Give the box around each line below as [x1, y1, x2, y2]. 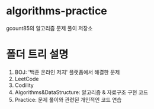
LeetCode [14, 75, 39, 82]
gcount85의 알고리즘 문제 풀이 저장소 [6, 24, 93, 32]
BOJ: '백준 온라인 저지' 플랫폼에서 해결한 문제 [14, 68, 120, 76]
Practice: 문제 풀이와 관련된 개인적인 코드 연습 [14, 96, 122, 103]
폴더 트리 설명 [6, 48, 69, 61]
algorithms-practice [6, 4, 108, 18]
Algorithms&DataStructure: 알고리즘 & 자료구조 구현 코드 [14, 88, 149, 96]
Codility [14, 82, 34, 89]
